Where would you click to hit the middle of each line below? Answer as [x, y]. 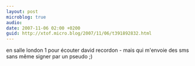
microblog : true [26, 17]
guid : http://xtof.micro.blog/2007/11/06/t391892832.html [79, 34]
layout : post [22, 11]
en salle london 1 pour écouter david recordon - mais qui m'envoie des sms [97, 50]
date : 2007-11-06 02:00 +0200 [43, 28]
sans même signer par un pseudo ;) [49, 57]
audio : [14, 22]
